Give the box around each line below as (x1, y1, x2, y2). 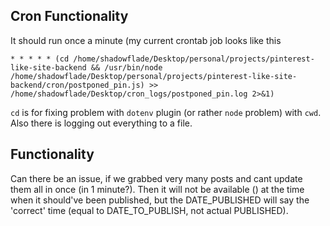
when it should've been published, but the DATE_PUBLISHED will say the (10, 194, 310, 206)
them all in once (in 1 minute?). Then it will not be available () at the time (10, 183, 305, 195)
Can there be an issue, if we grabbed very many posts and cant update (10, 172, 303, 184)
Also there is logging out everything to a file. (10, 117, 193, 129)
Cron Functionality (10, 8, 129, 25)
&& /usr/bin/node (90, 62, 163, 73)
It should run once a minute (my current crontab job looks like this (10, 34, 282, 46)
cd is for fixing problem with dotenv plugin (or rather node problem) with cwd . (10, 106, 322, 118)
